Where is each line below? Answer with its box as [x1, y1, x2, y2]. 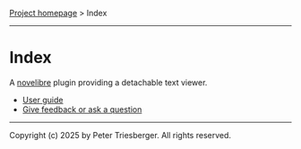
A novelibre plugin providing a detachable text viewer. [9, 76, 208, 88]
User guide [21, 94, 64, 105]
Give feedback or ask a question [21, 103, 142, 115]
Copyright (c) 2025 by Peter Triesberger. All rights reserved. [9, 129, 231, 140]
